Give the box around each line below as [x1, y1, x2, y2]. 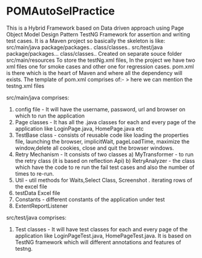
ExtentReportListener [15, 202, 68, 210]
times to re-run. [15, 170, 54, 177]
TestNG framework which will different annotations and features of [15, 238, 181, 246]
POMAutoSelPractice [6, 4, 115, 18]
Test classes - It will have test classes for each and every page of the [15, 225, 188, 233]
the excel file [15, 183, 47, 190]
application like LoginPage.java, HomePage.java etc [15, 125, 144, 132]
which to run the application [15, 112, 85, 119]
